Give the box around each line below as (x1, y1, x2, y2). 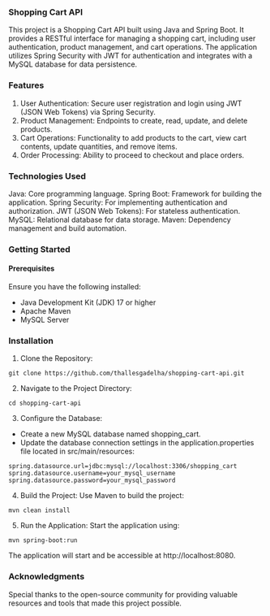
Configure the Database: (19, 414, 103, 423)
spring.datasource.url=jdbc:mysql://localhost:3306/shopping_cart (8, 462, 238, 471)
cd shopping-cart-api (8, 399, 82, 408)
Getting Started (8, 243, 71, 254)
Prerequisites (8, 263, 55, 274)
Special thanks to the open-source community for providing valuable (8, 589, 238, 599)
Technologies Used (8, 170, 87, 181)
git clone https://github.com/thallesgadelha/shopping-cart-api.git (8, 369, 245, 378)
